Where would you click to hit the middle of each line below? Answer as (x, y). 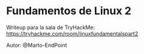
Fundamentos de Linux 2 (69, 11)
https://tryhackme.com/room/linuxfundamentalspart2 (72, 33)
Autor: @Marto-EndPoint (37, 45)
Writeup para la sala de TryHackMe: (50, 27)
